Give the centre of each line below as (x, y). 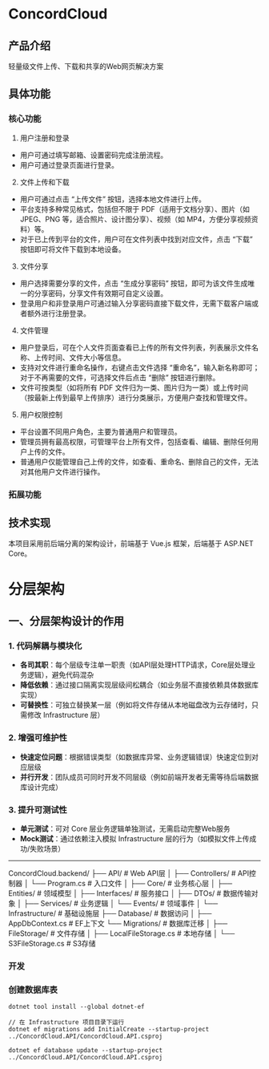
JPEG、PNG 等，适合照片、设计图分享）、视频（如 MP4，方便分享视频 (136, 219)
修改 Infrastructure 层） (66, 715)
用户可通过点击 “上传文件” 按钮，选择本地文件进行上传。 (113, 199)
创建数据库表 (33, 990)
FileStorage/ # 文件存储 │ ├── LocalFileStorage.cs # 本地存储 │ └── (122, 933)
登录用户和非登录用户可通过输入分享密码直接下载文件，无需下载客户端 (136, 303)
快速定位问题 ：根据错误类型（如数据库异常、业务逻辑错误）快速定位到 (136, 757)
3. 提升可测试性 (38, 809)
